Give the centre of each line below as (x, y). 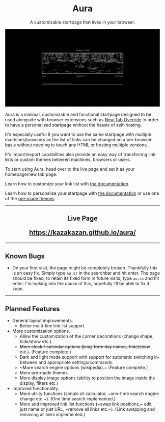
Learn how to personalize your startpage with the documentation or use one (82, 193)
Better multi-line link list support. (53, 326)
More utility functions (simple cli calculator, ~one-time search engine (89, 394)
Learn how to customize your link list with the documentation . (67, 184)
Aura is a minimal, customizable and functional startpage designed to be (78, 114)
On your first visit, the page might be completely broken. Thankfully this (85, 268)
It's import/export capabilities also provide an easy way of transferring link (80, 154)
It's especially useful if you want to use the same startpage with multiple (78, 134)
